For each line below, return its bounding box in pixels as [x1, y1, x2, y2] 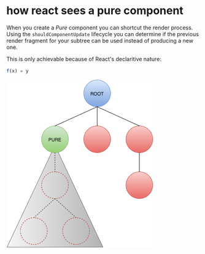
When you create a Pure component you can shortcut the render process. [6, 24, 193, 31]
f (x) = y [6, 68, 29, 74]
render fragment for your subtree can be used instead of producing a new [6, 37, 193, 44]
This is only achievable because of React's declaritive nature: [6, 55, 161, 62]
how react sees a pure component [6, 4, 184, 18]
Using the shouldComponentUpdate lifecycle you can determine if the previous [6, 30, 199, 37]
